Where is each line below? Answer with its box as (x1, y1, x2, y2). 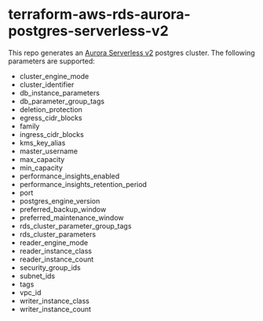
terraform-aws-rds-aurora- (8, 5, 191, 23)
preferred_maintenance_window (19, 213, 124, 222)
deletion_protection (19, 104, 82, 114)
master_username (19, 146, 79, 156)
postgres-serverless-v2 (8, 22, 169, 40)
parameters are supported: (8, 56, 96, 66)
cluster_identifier (19, 80, 75, 89)
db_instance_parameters (19, 88, 100, 97)
